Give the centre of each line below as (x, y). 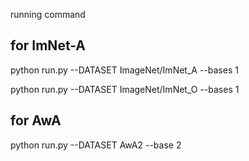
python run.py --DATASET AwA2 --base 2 (96, 145)
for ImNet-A (48, 45)
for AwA (36, 120)
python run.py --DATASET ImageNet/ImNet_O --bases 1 (125, 89)
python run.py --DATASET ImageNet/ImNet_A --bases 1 (124, 70)
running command (48, 14)
